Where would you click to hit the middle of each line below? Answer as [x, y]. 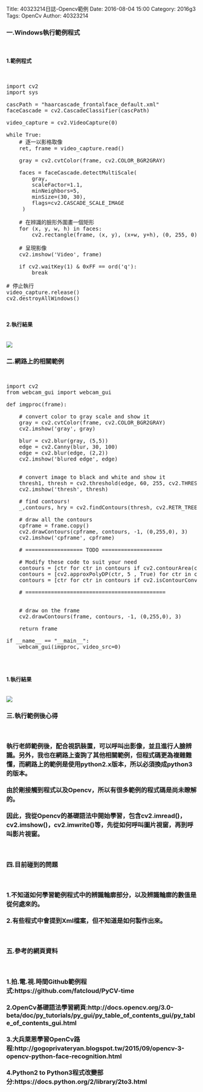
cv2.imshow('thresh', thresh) [64, 489]
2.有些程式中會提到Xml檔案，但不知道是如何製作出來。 [86, 921]
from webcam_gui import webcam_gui [59, 392]
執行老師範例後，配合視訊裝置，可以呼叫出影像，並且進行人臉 [96, 746]
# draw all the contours [56, 520]
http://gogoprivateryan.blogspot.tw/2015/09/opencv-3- [99, 1048]
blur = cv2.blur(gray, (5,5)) [64, 441]
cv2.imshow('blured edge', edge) [69, 459]
